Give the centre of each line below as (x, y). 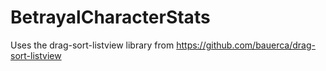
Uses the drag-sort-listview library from (92, 45)
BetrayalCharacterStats (110, 17)
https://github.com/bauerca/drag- (246, 45)
